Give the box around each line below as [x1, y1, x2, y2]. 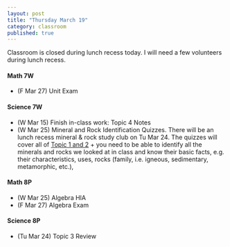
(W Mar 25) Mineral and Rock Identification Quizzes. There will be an [17, 125, 214, 134]
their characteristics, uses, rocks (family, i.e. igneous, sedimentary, [17, 155, 209, 163]
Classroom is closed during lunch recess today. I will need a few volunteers [7, 48, 222, 57]
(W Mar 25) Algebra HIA [17, 193, 87, 201]
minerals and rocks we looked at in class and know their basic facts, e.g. [17, 147, 224, 156]
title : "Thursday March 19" [7, 17, 89, 24]
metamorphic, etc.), [17, 162, 74, 170]
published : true [7, 29, 54, 37]
